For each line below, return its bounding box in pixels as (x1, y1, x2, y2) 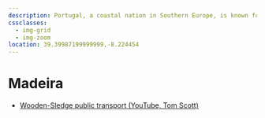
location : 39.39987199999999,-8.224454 (8, 41, 140, 49)
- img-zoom (15, 33, 51, 42)
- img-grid (15, 26, 51, 34)
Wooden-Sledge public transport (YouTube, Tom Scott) (19, 101, 200, 110)
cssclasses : (8, 19, 47, 27)
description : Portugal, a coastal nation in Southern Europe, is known (8, 11, 248, 20)
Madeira (8, 75, 64, 93)
